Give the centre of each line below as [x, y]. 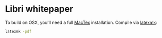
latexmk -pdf [18, 31]
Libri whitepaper [39, 9]
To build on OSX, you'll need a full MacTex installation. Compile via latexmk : [81, 22]
